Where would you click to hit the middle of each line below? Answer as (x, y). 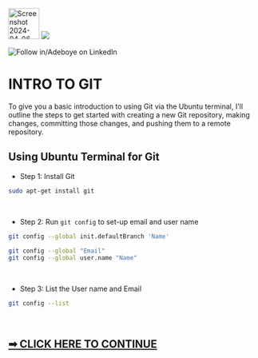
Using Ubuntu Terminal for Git (84, 157)
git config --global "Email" (57, 251)
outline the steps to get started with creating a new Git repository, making (129, 114)
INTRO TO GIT (56, 84)
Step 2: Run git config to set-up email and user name (109, 221)
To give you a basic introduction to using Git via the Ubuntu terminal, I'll (126, 106)
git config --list (39, 304)
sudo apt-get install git (51, 191)
